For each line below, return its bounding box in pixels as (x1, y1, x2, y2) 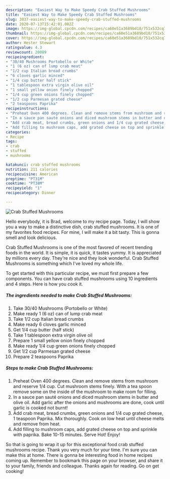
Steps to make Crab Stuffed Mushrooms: (6, 365, 94, 371)
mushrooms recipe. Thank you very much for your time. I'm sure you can (6, 447, 157, 453)
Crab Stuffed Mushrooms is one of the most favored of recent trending (6, 244, 153, 250)
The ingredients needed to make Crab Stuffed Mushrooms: (6, 293, 132, 299)
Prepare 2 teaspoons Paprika (13, 353, 74, 359)
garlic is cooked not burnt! (13, 405, 68, 411)
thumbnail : (6, 31, 29, 36)
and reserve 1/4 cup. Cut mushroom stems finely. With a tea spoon (13, 383, 152, 389)
